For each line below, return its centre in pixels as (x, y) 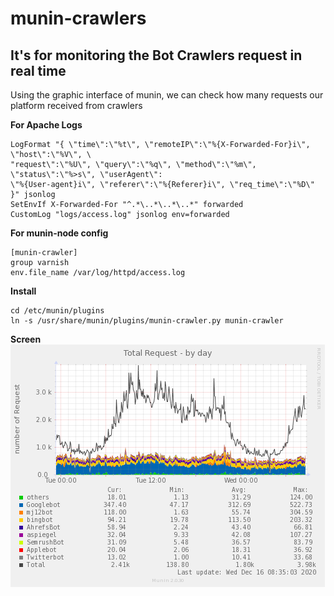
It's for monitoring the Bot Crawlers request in (156, 55)
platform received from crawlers (76, 105)
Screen (26, 339)
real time (38, 70)
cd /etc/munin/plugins (57, 311)
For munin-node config (59, 233)
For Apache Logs (46, 125)
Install (23, 291)
